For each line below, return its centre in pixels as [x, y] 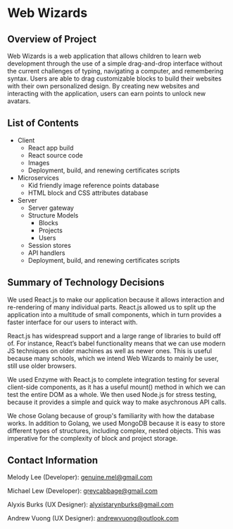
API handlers [46, 253]
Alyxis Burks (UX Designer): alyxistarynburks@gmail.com [90, 505]
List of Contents [43, 123]
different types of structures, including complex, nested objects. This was [114, 430]
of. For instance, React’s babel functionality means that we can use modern [116, 343]
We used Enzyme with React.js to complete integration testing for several [113, 379]
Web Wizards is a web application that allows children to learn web [105, 56]
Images [39, 162]
